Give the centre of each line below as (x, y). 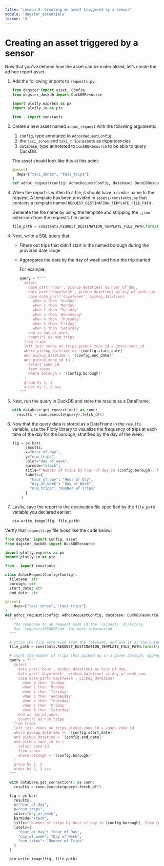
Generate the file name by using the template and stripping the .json (81, 212)
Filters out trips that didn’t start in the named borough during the (84, 245)
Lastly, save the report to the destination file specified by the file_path (83, 507)
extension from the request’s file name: (51, 218)
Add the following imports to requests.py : (54, 81)
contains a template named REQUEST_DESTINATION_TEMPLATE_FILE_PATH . (83, 203)
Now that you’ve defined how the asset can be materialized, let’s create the (81, 67)
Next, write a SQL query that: (41, 236)
